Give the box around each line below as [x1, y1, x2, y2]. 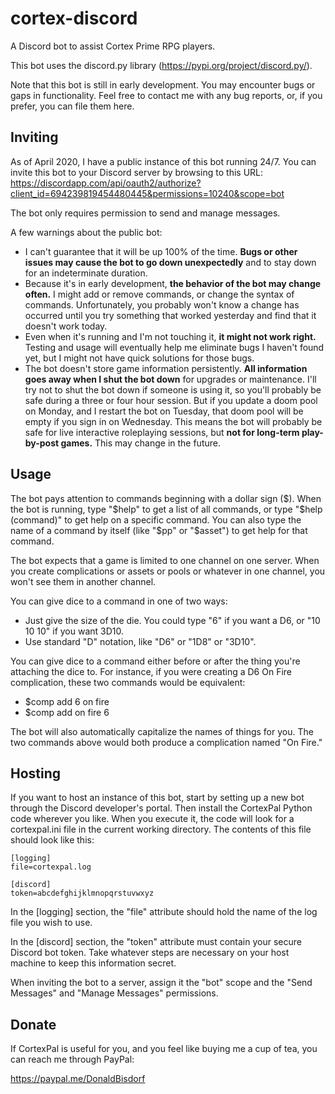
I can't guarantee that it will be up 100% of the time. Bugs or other [24, 245, 298, 257]
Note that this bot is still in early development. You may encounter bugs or [10, 78, 316, 91]
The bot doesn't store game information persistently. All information [24, 362, 308, 374]
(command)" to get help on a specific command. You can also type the [10, 513, 302, 526]
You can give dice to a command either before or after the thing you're [10, 655, 301, 667]
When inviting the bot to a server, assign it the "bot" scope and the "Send [10, 977, 313, 989]
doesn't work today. [24, 320, 108, 332]
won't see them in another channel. [10, 575, 157, 587]
